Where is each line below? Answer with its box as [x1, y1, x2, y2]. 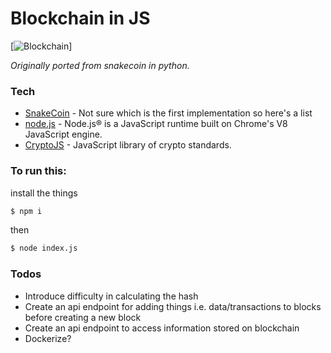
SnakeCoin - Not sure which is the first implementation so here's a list [24, 107, 313, 119]
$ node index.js [10, 243, 78, 254]
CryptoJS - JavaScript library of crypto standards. [24, 139, 232, 151]
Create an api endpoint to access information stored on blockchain [24, 322, 300, 334]
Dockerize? [24, 332, 72, 344]
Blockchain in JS [10, 7, 151, 30]
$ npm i [10, 206, 43, 216]
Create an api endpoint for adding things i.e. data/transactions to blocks [24, 300, 322, 312]
